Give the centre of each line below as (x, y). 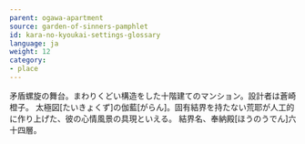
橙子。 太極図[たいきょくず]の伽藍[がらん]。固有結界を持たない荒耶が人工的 (152, 107)
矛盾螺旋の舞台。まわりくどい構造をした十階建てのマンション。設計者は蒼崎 (153, 96)
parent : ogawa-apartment (56, 18)
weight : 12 (30, 52)
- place (24, 69)
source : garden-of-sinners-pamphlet (79, 26)
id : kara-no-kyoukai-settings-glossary (85, 35)
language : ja (34, 43)
